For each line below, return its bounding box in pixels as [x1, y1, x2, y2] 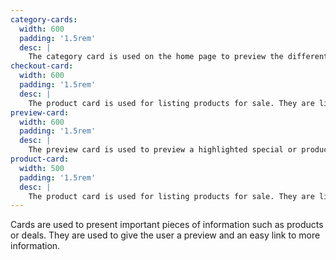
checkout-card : [10, 61, 74, 71]
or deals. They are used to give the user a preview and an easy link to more [10, 229, 321, 241]
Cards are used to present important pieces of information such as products [10, 219, 324, 231]
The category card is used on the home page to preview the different [28, 52, 329, 62]
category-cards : [10, 14, 78, 25]
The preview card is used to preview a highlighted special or [28, 145, 298, 155]
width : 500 [19, 163, 65, 173]
